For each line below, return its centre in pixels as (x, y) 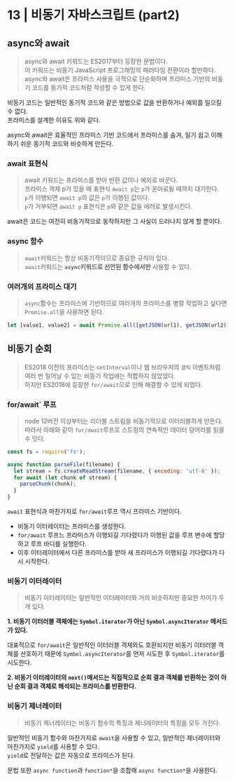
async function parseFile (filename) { (64, 464)
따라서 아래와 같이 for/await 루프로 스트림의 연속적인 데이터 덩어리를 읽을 (124, 430)
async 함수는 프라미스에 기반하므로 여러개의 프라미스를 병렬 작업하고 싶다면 (126, 303)
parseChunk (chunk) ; (48, 484)
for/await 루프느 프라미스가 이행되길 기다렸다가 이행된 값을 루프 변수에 (114, 535)
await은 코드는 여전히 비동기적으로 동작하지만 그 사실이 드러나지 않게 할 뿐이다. (115, 222)
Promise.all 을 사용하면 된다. (64, 312)
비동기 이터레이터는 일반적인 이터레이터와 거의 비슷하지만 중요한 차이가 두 (124, 598)
